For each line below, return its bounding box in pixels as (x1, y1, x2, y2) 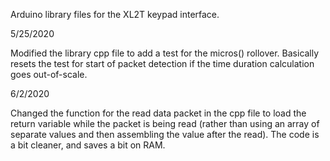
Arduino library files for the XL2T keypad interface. (10, 9, 220, 20)
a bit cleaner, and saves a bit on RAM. (10, 139, 166, 151)
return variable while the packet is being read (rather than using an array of (10, 118, 320, 129)
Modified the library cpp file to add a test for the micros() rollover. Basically (10, 47, 320, 59)
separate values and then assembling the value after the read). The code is (10, 129, 320, 140)
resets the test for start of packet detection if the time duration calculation (10, 58, 315, 69)
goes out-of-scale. (10, 69, 88, 80)
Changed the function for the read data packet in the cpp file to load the (10, 107, 307, 119)
